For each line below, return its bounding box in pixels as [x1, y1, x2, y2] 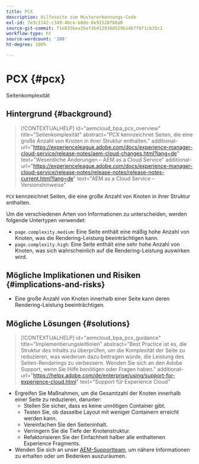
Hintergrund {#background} [6, 109, 113, 119]
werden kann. [23, 415, 57, 422]
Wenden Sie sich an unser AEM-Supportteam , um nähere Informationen [14, 446, 191, 453]
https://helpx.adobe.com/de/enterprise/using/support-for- [33, 372, 176, 379]
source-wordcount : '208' [6, 36, 68, 42]
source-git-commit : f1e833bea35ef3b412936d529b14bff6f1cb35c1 [6, 25, 163, 31]
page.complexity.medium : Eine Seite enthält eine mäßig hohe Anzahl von [14, 228, 190, 235]
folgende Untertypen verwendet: [6, 216, 86, 223]
